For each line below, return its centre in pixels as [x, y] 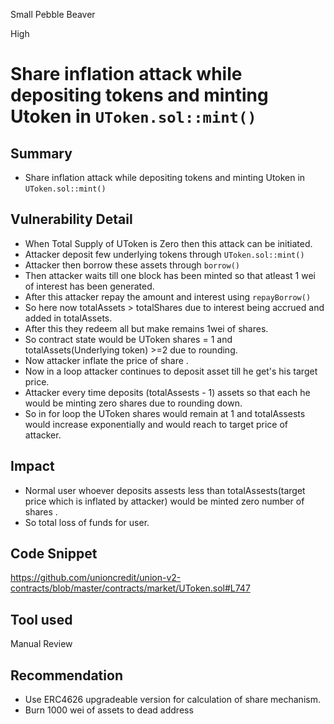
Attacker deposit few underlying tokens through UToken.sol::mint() [164, 254]
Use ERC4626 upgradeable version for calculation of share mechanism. [172, 700]
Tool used [41, 619]
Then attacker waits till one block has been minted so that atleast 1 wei [170, 275]
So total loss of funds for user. [87, 522]
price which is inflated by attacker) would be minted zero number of [164, 501]
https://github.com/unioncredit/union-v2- [96, 578]
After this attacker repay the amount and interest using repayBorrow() [168, 296]
